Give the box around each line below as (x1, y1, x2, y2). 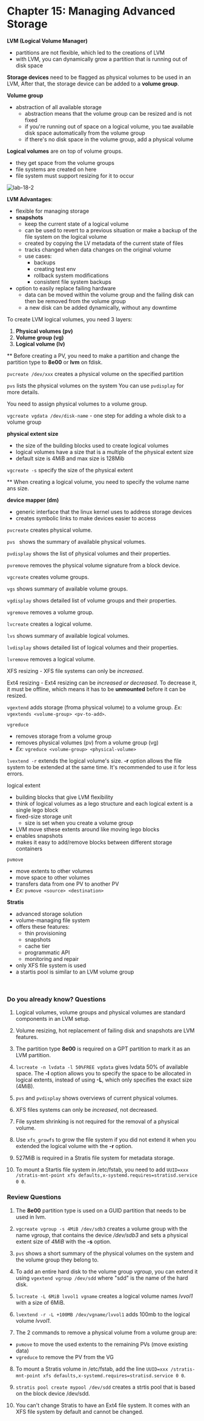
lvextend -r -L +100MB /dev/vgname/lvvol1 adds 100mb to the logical (15, 1311, 190, 1318)
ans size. (7, 484, 29, 492)
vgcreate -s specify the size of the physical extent (7, 466, 133, 473)
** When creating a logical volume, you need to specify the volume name (7, 478, 189, 486)
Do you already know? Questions (7, 995, 107, 1003)
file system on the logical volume (24, 233, 107, 240)
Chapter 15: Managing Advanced (7, 4, 176, 18)
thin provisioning (24, 929, 67, 937)
